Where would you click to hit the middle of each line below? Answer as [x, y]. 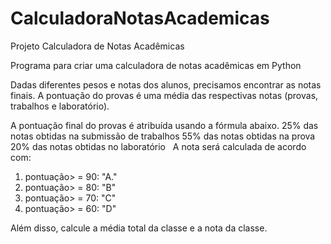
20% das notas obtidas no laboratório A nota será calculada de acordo [158, 146]
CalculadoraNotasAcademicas [140, 18]
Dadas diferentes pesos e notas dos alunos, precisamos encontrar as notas [166, 84]
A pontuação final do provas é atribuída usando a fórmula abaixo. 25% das [164, 125]
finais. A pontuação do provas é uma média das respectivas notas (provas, [164, 95]
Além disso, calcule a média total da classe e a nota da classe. [139, 228]
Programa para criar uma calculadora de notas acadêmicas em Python [156, 65]
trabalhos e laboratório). [60, 106]
